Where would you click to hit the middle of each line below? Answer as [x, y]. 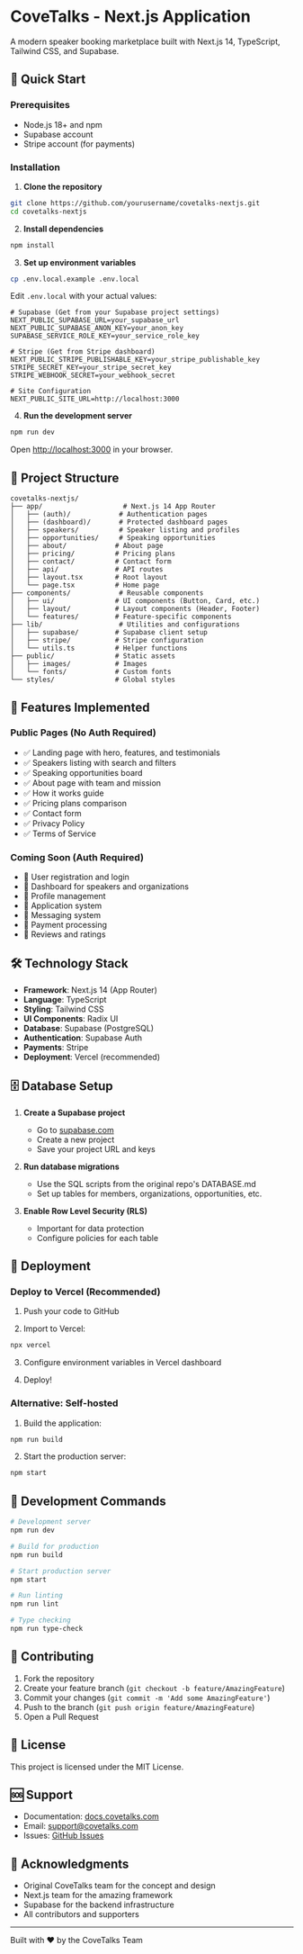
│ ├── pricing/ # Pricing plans [93, 554]
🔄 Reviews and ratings [64, 934]
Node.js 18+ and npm [62, 124]
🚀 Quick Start [48, 80]
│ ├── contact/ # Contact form [91, 562]
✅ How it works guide [63, 793]
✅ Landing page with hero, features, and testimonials [122, 752]
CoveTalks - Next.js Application [130, 17]
